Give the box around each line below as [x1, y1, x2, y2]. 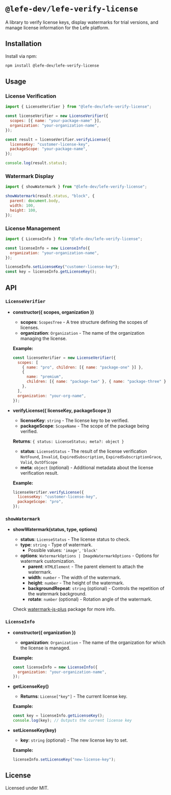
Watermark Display [5, 172, 54, 179]
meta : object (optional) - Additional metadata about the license [20, 464, 154, 471]
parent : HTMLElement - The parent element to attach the [28, 563, 144, 570]
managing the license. [20, 335, 67, 341]
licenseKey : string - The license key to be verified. [20, 417, 129, 423]
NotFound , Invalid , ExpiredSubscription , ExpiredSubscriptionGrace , [20, 453, 162, 460]
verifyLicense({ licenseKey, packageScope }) [12, 407, 111, 414]
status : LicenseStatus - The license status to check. [20, 536, 130, 542]
